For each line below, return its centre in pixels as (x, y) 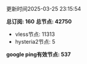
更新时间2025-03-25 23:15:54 (44, 9)
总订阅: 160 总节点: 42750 (39, 22)
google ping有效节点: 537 (39, 54)
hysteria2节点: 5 (35, 42)
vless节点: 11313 (35, 34)
